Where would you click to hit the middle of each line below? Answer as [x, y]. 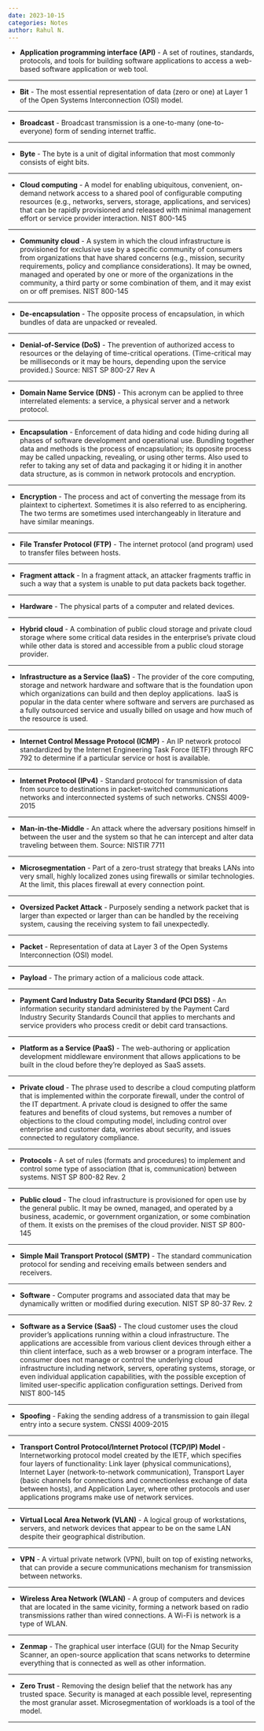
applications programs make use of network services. [106, 1497]
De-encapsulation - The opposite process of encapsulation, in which [132, 314]
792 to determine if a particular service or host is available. [115, 758]
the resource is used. [54, 719]
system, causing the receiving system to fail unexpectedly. [114, 924]
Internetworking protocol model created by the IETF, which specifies [130, 1455]
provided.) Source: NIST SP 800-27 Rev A [87, 370]
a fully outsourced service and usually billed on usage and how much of [136, 711]
